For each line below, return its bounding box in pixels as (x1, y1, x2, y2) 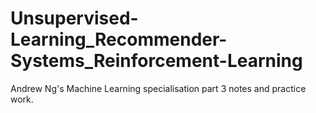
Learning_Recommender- (10, 28, 228, 51)
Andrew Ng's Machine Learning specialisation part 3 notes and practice (10, 82, 307, 94)
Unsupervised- (10, 7, 139, 30)
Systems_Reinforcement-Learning (10, 50, 303, 72)
